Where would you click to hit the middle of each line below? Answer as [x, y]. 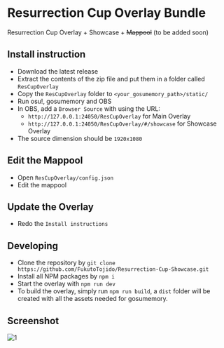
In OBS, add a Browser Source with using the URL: [89, 108]
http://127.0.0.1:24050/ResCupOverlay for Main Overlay [109, 116]
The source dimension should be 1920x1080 [79, 138]
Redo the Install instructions [63, 224]
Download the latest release [58, 71]
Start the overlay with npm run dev [66, 284]
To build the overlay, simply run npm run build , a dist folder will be [114, 291]
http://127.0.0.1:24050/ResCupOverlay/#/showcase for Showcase [122, 123]
